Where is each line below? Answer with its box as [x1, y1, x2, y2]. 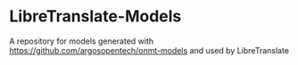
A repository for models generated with [9, 36, 154, 46]
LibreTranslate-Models [9, 6, 182, 27]
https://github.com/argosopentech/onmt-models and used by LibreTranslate [9, 45, 290, 55]
